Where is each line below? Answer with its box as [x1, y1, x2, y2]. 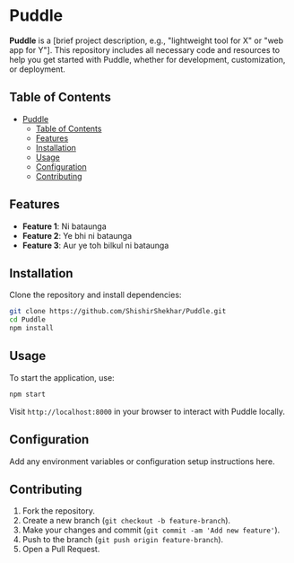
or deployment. [9, 64, 65, 75]
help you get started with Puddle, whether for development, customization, [9, 54, 286, 65]
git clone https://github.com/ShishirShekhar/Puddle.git [9, 307, 227, 316]
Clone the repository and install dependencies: [9, 289, 182, 301]
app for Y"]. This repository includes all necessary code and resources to [9, 44, 281, 55]
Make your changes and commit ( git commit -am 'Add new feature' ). [22, 524, 281, 535]
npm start [9, 390, 47, 399]
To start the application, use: [9, 372, 115, 383]
